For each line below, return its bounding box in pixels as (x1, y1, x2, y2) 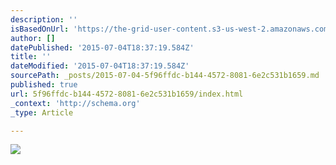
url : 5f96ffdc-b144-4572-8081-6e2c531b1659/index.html (10, 89, 244, 99)
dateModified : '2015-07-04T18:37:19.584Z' (10, 61, 190, 71)
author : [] (10, 33, 56, 43)
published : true (10, 80, 78, 90)
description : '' (10, 14, 78, 25)
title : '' (10, 52, 52, 62)
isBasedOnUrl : (10, 24, 70, 34)
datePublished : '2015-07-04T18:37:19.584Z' (10, 42, 195, 53)
